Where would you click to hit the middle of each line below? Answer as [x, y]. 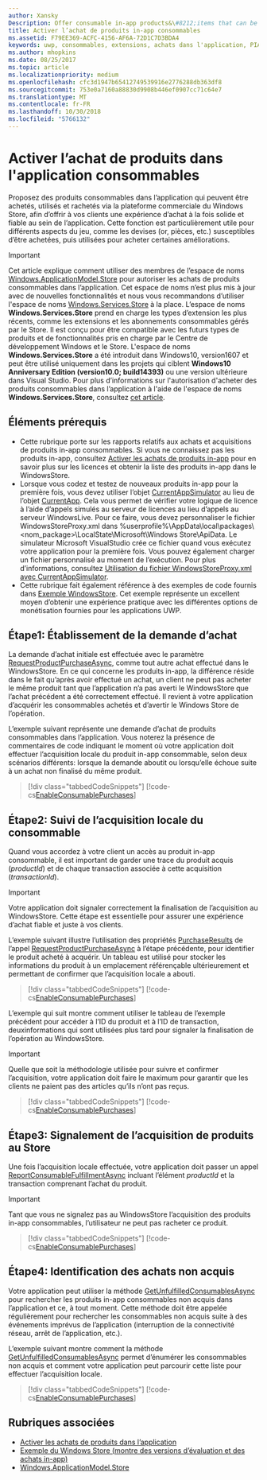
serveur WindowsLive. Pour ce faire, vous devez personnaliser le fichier [137, 517]
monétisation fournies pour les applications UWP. [101, 610]
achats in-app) [44, 1459]
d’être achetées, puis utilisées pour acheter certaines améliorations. [119, 239]
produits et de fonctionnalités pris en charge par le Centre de [108, 338]
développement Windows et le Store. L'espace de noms [99, 346]
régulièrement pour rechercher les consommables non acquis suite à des [128, 1316]
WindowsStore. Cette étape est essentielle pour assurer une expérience [126, 916]
